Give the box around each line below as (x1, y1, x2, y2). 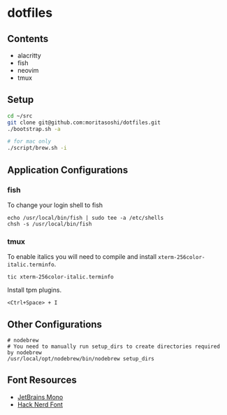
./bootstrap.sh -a (7, 125, 61, 132)
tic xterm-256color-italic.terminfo (7, 274, 114, 281)
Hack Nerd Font (17, 400, 63, 409)
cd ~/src (7, 112, 33, 120)
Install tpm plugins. (7, 286, 61, 295)
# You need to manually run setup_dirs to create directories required (7, 343, 220, 350)
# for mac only (7, 138, 52, 145)
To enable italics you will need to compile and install (7, 253, 157, 261)
